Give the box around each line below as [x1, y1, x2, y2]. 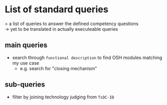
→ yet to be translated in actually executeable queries [5, 26, 118, 32]
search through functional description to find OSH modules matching [12, 54, 162, 60]
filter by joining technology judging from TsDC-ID [12, 94, 115, 100]
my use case [12, 60, 39, 66]
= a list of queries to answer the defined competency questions [5, 20, 139, 27]
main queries [5, 41, 48, 50]
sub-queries [5, 80, 46, 89]
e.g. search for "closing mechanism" [19, 65, 97, 71]
